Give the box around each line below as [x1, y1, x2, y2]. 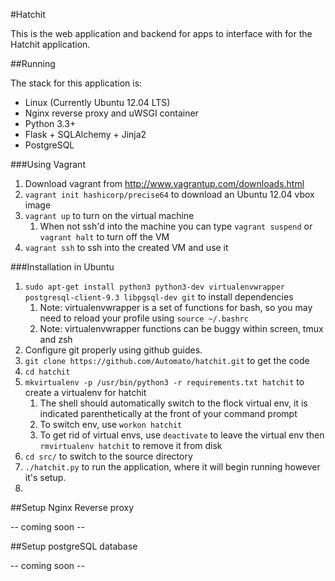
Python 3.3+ [24, 118, 77, 129]
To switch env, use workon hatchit [39, 419, 183, 430]
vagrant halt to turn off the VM [39, 231, 170, 243]
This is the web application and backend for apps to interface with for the [10, 28, 313, 39]
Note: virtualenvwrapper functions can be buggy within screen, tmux [39, 323, 324, 334]
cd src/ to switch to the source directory [24, 450, 193, 462]
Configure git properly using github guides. [24, 344, 203, 356]
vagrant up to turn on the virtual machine [24, 210, 195, 221]
